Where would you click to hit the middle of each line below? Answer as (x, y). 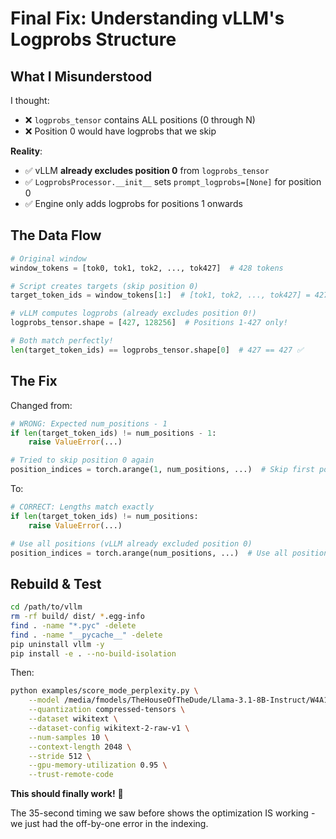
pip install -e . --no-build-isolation (93, 653)
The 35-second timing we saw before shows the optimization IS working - (163, 813)
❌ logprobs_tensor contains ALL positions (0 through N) (140, 120)
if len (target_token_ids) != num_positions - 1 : (113, 433)
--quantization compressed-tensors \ (107, 710)
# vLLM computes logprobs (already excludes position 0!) (133, 313)
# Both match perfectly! (62, 341)
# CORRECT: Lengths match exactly (82, 507)
